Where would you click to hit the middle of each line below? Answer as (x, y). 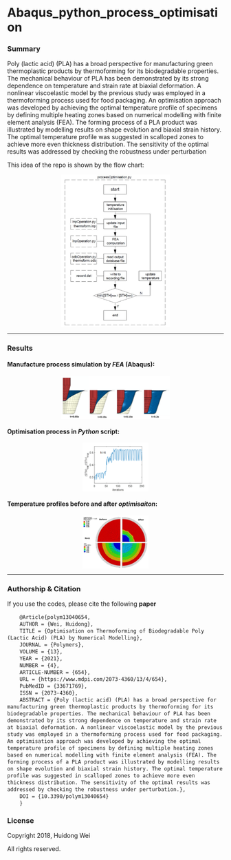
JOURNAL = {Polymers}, (52, 645)
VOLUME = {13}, (41, 652)
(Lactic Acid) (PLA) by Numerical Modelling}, (75, 638)
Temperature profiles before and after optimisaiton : (82, 504)
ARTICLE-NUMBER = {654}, (55, 673)
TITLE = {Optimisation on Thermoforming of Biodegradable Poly (112, 631)
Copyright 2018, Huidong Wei (49, 836)
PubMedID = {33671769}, (54, 686)
